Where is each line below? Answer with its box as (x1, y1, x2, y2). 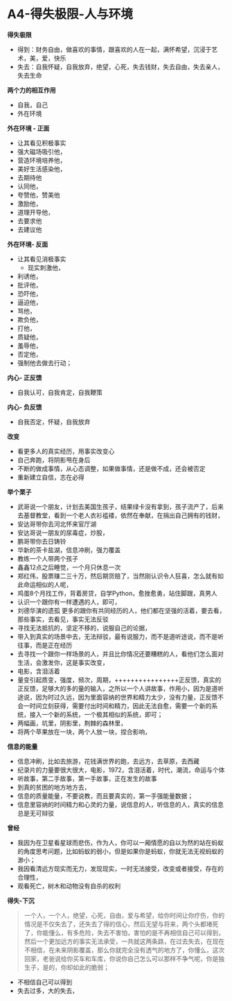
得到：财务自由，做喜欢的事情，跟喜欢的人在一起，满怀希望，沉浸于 (17, 45, 212, 53)
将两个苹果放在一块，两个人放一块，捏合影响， (17, 727, 151, 736)
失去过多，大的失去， (17, 986, 78, 995)
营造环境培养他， (17, 156, 66, 164)
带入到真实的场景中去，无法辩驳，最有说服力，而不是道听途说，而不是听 (17, 632, 224, 641)
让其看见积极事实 (17, 139, 66, 147)
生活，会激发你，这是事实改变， (17, 658, 109, 666)
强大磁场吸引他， (17, 147, 66, 156)
